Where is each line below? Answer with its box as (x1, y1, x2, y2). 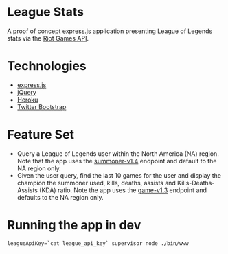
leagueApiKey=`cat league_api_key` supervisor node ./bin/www (7, 240, 189, 247)
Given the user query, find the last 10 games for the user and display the (16, 171, 222, 179)
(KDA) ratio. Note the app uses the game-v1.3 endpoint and (38, 186, 207, 194)
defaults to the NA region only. (16, 193, 104, 201)
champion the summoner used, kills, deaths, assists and (16, 178, 176, 187)
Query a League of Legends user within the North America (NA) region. (16, 149, 220, 158)
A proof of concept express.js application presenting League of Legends (7, 27, 213, 35)
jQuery (16, 88, 36, 96)
